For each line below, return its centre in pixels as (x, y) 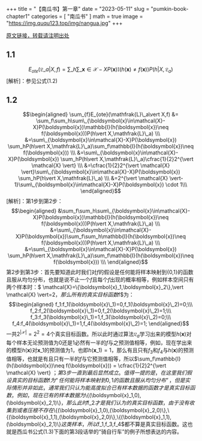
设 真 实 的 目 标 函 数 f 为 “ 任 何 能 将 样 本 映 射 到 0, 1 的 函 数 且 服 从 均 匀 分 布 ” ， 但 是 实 (98, 380)
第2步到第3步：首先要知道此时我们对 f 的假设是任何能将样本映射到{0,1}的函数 (100, 272)
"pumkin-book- (170, 9)
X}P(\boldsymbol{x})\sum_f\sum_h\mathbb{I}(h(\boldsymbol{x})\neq (101, 237)
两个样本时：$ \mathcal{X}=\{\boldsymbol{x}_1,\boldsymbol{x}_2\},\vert (95, 287)
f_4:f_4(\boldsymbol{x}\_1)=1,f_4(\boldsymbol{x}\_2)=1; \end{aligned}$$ (101, 324)
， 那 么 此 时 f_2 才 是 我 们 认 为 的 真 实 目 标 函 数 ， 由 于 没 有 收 (128, 403)
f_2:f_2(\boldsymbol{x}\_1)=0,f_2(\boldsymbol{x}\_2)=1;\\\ (101, 311)
